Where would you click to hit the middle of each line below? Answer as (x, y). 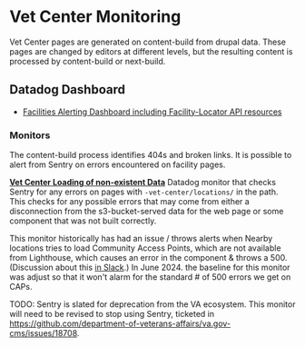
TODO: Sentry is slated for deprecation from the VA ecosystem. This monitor (152, 304)
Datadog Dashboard (67, 89)
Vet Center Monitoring (95, 17)
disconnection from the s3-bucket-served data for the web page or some (147, 212)
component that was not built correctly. (83, 221)
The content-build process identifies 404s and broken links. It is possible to (151, 155)
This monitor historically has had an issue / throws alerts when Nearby (141, 239)
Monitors (30, 135)
